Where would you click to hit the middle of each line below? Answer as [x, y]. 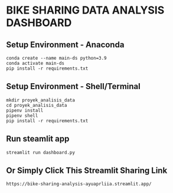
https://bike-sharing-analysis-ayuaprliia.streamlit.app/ [79, 184]
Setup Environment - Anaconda [65, 45]
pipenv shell [22, 116]
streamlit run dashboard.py [41, 152]
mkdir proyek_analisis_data [41, 100]
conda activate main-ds [35, 63]
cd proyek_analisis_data [37, 105]
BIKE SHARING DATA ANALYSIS [85, 10]
